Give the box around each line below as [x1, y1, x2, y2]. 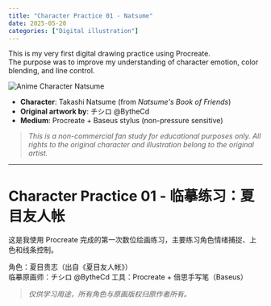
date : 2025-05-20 [8, 19, 67, 27]
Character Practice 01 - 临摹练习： [8, 187, 240, 205]
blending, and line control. [8, 66, 95, 76]
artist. [27, 148, 48, 158]
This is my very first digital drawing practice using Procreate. [8, 49, 211, 59]
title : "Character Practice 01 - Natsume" [8, 11, 153, 20]
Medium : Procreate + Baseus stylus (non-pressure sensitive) [19, 116, 223, 126]
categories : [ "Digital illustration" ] [8, 27, 139, 35]
